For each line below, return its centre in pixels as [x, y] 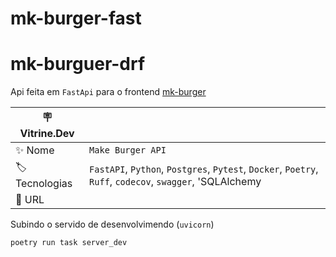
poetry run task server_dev [69, 243]
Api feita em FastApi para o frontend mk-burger [108, 92]
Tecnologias [44, 184]
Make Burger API [128, 150]
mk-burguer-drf [78, 64]
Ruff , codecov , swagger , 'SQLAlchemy [175, 181]
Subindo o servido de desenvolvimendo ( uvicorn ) [112, 224]
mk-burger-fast [76, 18]
